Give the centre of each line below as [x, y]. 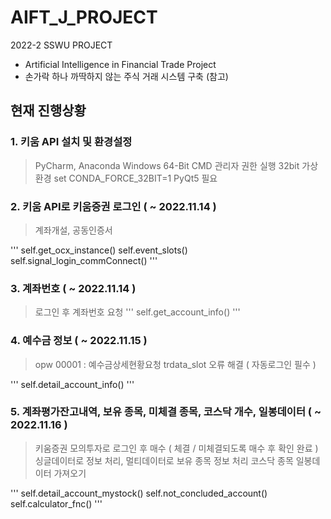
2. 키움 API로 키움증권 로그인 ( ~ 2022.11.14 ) [113, 206]
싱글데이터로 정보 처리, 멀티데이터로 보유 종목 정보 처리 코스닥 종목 [164, 460]
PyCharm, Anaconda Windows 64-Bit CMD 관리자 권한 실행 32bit [167, 165]
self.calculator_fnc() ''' [56, 503]
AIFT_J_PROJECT [84, 17]
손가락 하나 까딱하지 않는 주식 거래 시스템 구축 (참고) [126, 76]
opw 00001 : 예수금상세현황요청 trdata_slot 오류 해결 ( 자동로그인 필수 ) [175, 364]
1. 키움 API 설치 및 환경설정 [71, 142]
